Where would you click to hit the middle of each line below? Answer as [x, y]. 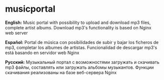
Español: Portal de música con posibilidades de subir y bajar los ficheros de [82, 42]
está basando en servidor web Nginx [42, 53]
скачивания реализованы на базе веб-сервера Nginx [61, 72]
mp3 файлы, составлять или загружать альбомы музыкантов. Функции [80, 67]
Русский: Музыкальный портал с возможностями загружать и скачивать [82, 62]
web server [16, 33]
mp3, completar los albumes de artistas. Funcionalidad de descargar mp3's [81, 47]
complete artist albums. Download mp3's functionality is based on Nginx [78, 27]
